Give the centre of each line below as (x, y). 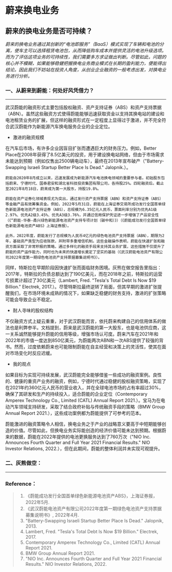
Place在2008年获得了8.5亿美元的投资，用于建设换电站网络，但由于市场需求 (85, 155)
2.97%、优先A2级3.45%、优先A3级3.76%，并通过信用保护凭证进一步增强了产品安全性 (82, 215)
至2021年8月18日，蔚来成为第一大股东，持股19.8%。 (53, 189)
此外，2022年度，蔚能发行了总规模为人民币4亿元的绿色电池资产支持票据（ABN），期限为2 (85, 236)
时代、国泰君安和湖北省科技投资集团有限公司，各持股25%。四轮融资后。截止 (96, 184)
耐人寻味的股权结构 (33, 311)
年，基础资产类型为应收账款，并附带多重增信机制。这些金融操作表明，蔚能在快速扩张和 (83, 241)
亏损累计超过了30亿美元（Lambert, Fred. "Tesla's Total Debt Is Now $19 (81, 280)
